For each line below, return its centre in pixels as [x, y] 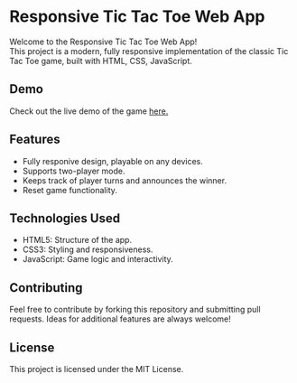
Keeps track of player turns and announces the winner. [125, 180]
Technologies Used [65, 218]
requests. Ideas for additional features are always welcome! [121, 319]
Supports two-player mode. [74, 171]
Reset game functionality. [70, 190]
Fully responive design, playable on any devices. [112, 161]
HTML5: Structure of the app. [77, 240]
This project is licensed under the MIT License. [97, 369]
